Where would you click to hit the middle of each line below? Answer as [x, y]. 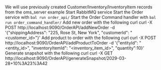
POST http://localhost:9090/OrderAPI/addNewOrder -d [60, 28]
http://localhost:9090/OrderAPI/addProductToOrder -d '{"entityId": [72, 43]
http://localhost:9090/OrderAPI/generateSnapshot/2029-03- [66, 58]
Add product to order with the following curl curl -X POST [99, 38]
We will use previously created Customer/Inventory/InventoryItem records [79, 7]
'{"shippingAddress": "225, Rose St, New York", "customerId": [67, 33]
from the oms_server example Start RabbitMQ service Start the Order [74, 12]
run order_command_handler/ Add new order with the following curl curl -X [79, 22]
